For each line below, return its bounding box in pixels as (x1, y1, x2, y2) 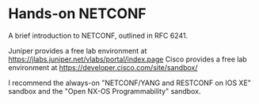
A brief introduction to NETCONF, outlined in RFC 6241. (8, 31, 189, 40)
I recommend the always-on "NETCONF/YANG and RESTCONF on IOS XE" (8, 78, 252, 87)
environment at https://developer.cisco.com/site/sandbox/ (8, 62, 198, 72)
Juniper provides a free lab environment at (8, 46, 147, 55)
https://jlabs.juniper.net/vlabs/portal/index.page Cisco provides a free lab (8, 54, 247, 64)
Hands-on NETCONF (8, 5, 147, 23)
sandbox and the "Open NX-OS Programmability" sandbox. (8, 86, 201, 95)
